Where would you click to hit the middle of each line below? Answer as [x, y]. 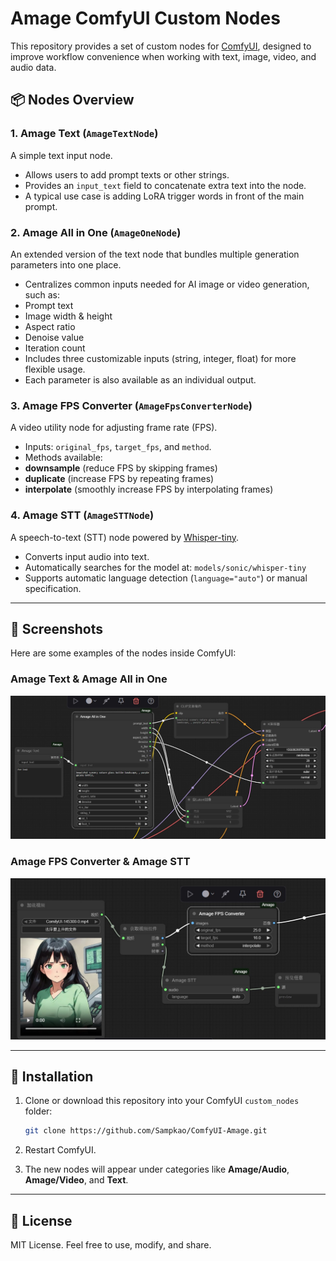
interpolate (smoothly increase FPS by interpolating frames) [149, 489]
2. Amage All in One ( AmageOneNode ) [96, 232]
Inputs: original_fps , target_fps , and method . [118, 447]
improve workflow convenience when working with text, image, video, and [163, 56]
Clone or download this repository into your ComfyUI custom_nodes [162, 1101]
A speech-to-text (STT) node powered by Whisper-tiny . [125, 537]
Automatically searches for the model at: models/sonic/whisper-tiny [165, 567]
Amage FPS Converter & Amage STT [100, 862]
